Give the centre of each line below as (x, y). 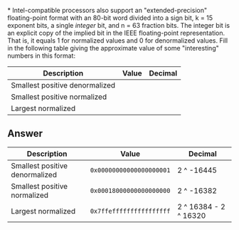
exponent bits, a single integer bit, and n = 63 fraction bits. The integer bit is (118, 25)
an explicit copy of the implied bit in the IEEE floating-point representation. (116, 33)
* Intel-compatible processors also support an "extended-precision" (107, 10)
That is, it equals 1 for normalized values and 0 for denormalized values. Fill (118, 41)
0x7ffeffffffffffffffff (130, 211)
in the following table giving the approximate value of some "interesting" (113, 48)
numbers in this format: (42, 56)
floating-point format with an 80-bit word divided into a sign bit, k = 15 (110, 18)
